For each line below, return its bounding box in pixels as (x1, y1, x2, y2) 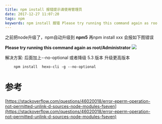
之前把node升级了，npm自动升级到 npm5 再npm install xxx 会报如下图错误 (5, 34, 154, 40)
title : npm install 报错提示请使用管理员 (5, 7, 82, 12)
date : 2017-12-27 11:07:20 (5, 12, 59, 16)
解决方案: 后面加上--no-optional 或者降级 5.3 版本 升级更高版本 (5, 55, 130, 61)
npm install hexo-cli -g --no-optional (14, 64, 96, 69)
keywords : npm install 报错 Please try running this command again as (5, 20, 149, 26)
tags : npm (5, 16, 25, 21)
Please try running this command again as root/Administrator (5, 45, 131, 51)
